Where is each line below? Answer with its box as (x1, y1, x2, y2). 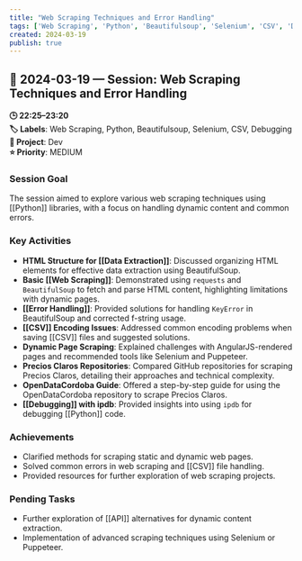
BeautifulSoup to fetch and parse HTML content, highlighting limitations (22, 284, 289, 294)
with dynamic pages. (22, 294, 101, 304)
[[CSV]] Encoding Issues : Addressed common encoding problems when (22, 321, 292, 333)
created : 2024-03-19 (9, 30, 87, 39)
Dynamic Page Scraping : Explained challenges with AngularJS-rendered (22, 341, 293, 352)
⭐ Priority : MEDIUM (9, 147, 83, 158)
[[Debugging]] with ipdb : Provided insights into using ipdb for (22, 398, 253, 410)
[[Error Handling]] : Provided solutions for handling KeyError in (22, 303, 253, 313)
